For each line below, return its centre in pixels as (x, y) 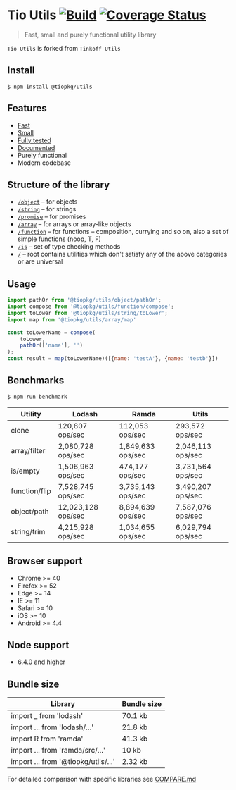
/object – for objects (47, 202)
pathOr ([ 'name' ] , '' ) (51, 345)
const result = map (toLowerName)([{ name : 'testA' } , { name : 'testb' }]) (113, 359)
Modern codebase (44, 163)
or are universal (40, 261)
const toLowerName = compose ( (52, 332)
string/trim (28, 531)
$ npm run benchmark (38, 397)
